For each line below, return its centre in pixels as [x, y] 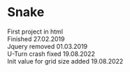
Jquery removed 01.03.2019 [48, 46]
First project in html [35, 31]
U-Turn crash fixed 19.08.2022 [51, 54]
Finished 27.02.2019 [36, 38]
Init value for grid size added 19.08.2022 [65, 61]
